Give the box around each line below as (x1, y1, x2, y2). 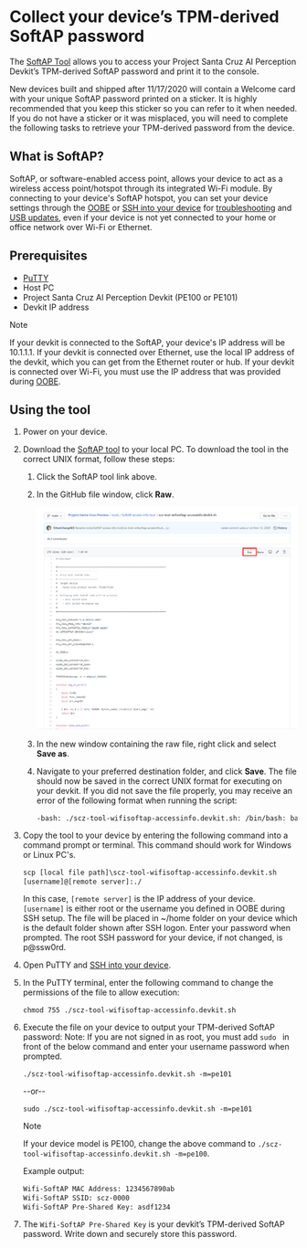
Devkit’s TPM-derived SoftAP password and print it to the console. (9, 66, 259, 77)
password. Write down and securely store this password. (22, 1229, 238, 1240)
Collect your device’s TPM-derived (9, 6, 280, 27)
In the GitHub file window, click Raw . (36, 489, 175, 500)
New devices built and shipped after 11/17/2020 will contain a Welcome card (9, 83, 296, 94)
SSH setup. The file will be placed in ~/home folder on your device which (22, 913, 299, 924)
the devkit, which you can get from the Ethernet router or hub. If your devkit (9, 356, 295, 367)
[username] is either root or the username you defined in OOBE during (22, 903, 286, 915)
